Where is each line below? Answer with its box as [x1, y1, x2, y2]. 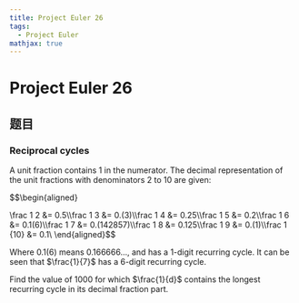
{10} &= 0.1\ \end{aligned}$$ [9, 229, 116, 240]
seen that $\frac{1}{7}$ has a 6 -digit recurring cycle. [9, 257, 207, 268]
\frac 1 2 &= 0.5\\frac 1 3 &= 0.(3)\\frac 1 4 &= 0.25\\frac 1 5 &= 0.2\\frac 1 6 [9, 210, 290, 221]
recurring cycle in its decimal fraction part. [9, 284, 169, 295]
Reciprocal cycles [9, 144, 90, 157]
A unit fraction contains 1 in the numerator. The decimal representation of [9, 165, 284, 176]
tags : [9, 22, 30, 31]
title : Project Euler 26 [9, 13, 104, 23]
